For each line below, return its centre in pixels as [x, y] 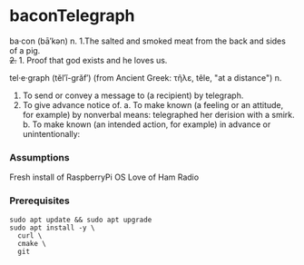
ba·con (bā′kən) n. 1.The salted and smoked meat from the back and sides [147, 41]
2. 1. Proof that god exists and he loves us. [88, 60]
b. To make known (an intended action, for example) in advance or [147, 124]
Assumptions [39, 157]
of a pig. [25, 50]
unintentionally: [51, 133]
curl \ [30, 236]
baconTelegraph [72, 16]
